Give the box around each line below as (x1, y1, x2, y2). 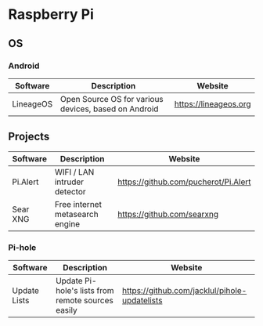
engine (54, 218, 81, 229)
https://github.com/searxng (117, 208, 219, 219)
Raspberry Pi (8, 5, 94, 24)
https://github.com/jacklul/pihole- (121, 284, 247, 295)
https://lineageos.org (174, 98, 251, 109)
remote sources (56, 295, 113, 306)
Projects (8, 130, 50, 143)
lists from (79, 284, 115, 295)
